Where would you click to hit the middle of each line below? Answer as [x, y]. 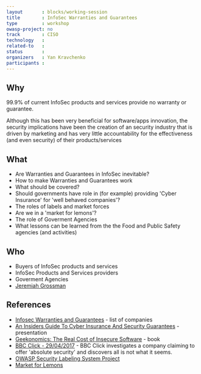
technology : [26, 40]
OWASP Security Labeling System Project [67, 358]
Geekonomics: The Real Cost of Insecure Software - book [87, 339]
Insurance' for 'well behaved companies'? [68, 200]
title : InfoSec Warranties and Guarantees [72, 18]
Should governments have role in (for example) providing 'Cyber [96, 193]
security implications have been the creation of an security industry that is [100, 127]
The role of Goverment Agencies [56, 220]
